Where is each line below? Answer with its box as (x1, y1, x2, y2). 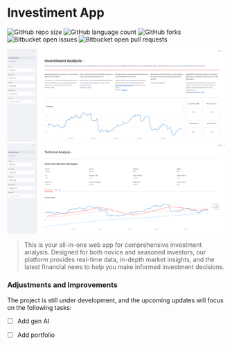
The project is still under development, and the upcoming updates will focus (7, 296, 224, 304)
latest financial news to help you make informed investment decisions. (24, 263, 225, 271)
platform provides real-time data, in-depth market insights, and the (24, 255, 215, 264)
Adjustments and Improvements (7, 280, 118, 290)
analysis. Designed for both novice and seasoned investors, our (24, 248, 206, 257)
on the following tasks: (7, 303, 72, 311)
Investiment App (7, 5, 105, 21)
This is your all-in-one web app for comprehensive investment (24, 241, 202, 249)
